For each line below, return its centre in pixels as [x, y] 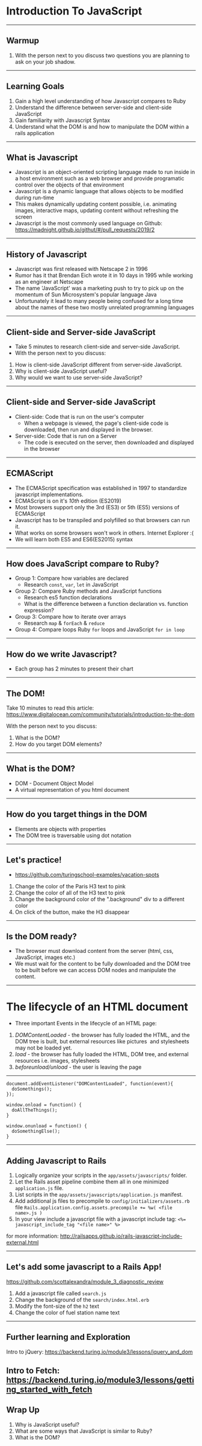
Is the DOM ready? [41, 936]
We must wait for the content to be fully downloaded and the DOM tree [103, 964]
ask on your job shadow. [45, 62]
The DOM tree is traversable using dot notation [73, 835]
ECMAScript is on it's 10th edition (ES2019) [68, 501]
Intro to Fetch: [33, 1371]
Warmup [23, 41]
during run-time [34, 198]
